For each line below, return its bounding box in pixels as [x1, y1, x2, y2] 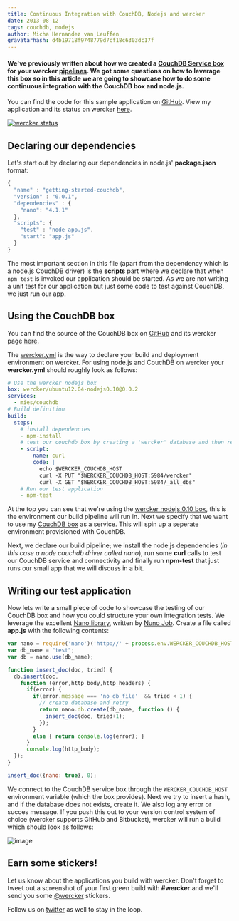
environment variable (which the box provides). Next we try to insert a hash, [7, 792, 230, 801]
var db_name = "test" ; [7, 647, 75, 654]
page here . [7, 336, 39, 345]
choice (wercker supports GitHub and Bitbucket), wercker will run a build [7, 815, 221, 823]
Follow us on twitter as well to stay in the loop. [7, 905, 143, 913]
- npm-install [20, 432, 62, 439]
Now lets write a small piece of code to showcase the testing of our [7, 604, 205, 612]
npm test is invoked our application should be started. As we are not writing [7, 274, 229, 282]
